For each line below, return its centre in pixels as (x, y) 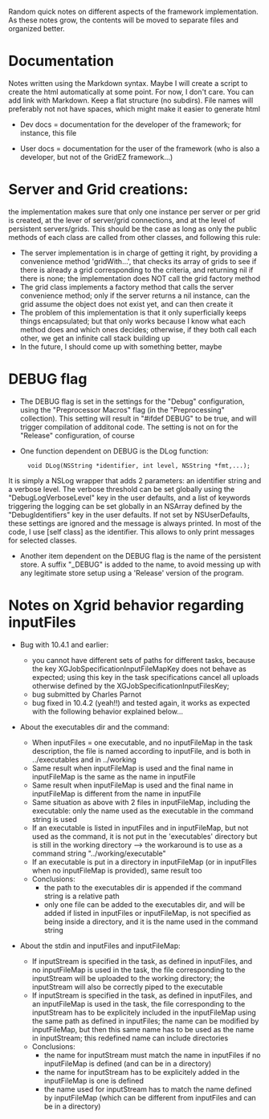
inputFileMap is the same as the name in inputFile (114, 776)
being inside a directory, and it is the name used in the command (151, 922)
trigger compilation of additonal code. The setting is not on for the (129, 427)
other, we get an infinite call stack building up (95, 338)
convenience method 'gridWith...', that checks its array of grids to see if (138, 261)
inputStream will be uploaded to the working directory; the (128, 978)
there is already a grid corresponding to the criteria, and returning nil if (137, 270)
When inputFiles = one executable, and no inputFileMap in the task (142, 743)
